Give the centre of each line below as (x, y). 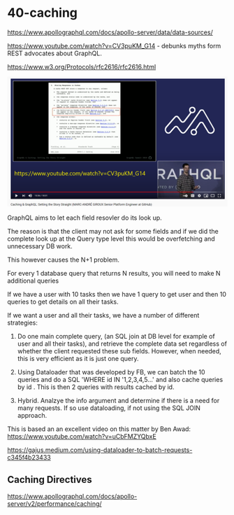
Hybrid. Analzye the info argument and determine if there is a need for (118, 401)
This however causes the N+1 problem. (64, 260)
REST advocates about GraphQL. (55, 53)
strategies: (23, 323)
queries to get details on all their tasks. (63, 302)
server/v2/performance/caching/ (55, 504)
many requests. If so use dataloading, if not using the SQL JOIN (109, 408)
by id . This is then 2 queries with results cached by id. (96, 387)
